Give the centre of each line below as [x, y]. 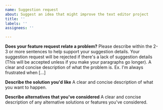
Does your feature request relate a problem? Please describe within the [79, 46]
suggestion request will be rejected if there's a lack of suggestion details [79, 57]
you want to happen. [26, 87]
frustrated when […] [25, 73]
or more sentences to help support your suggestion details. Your [74, 52]
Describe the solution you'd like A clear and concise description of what [79, 82]
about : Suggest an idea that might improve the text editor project [77, 14]
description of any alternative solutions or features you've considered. [76, 102]
